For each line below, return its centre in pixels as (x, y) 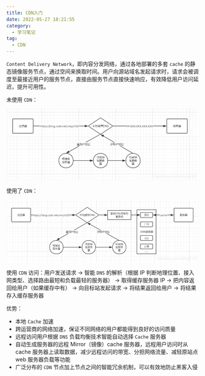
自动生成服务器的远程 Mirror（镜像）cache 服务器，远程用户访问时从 (102, 344)
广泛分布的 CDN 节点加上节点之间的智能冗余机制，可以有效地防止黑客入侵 (106, 367)
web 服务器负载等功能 (43, 359)
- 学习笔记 (24, 32)
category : (19, 26)
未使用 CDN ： (22, 100)
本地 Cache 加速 (34, 321)
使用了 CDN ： (22, 190)
